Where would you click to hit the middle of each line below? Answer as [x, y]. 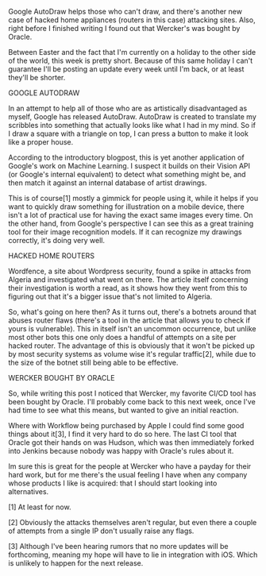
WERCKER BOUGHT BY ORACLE [62, 378]
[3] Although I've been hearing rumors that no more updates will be [118, 546]
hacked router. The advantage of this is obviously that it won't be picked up [132, 346]
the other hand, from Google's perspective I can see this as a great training [131, 223]
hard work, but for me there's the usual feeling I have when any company [128, 475]
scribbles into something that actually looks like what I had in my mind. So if [132, 125]
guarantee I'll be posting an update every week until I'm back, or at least [126, 69]
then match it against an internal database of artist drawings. [108, 183]
